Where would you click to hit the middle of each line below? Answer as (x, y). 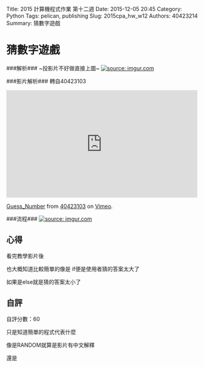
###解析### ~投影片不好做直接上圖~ (53, 68)
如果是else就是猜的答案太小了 (44, 282)
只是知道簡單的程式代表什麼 (41, 332)
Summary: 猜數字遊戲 (33, 23)
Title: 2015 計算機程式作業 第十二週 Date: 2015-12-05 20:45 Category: (94, 9)
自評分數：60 (23, 319)
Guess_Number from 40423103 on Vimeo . (60, 206)
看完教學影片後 (25, 256)
